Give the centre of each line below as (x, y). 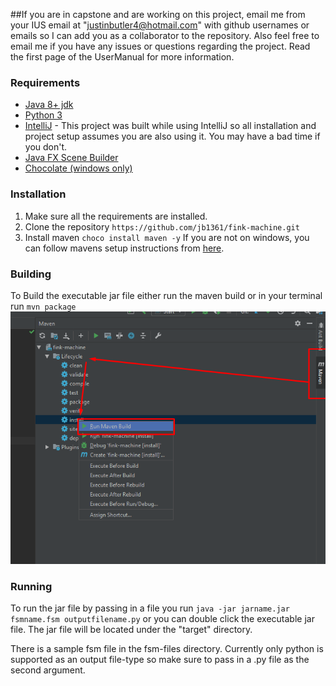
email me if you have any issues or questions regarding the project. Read (160, 46)
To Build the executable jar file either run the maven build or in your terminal (166, 295)
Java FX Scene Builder (71, 158)
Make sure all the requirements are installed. (116, 216)
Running (31, 586)
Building (31, 274)
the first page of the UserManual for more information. (122, 57)
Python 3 (43, 115)
